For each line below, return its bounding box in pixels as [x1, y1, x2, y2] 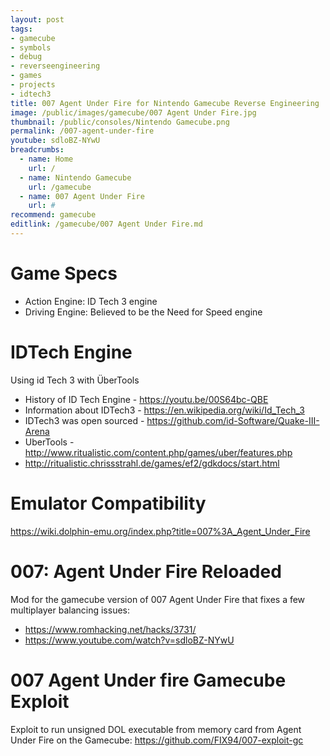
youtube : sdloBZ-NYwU [10, 136, 101, 146]
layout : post [10, 14, 65, 25]
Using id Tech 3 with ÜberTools [10, 374, 140, 386]
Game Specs [10, 262, 118, 285]
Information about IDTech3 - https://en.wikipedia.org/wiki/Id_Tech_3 [24, 404, 305, 416]
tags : [10, 24, 33, 34]
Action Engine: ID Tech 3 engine [24, 295, 158, 307]
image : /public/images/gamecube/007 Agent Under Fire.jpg [10, 107, 257, 118]
